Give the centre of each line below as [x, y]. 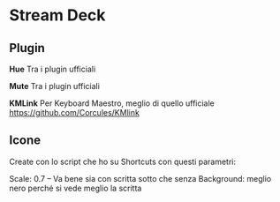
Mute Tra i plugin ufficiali [54, 86]
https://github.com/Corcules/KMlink [74, 112]
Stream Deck [57, 15]
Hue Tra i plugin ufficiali [53, 69]
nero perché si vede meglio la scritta [76, 188]
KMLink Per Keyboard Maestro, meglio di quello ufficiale [112, 103]
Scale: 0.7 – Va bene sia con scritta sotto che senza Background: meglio [140, 178]
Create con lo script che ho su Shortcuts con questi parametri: [123, 161]
